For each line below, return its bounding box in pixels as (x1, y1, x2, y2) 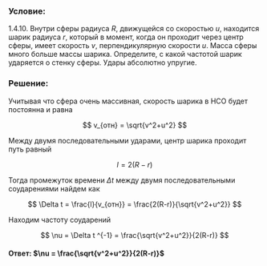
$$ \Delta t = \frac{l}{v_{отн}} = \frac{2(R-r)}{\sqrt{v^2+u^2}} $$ (27, 199, 242, 209)
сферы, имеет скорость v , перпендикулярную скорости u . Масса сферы (8, 41, 257, 50)
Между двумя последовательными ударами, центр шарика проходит (8, 135, 247, 145)
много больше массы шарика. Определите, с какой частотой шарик (8, 50, 242, 59)
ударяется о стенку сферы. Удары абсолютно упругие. (8, 58, 198, 67)
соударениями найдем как (8, 183, 100, 193)
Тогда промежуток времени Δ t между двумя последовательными (8, 175, 236, 185)
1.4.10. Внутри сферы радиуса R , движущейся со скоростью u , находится (8, 24, 260, 34)
